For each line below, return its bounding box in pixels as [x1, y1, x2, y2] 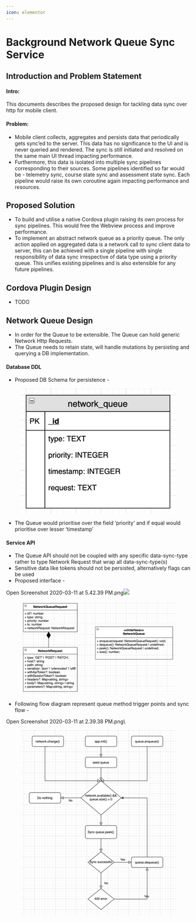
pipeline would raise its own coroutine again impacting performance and [14, 177, 189, 184]
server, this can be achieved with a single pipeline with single [14, 247, 163, 254]
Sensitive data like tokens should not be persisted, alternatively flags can [14, 564, 191, 572]
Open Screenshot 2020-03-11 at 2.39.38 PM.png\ [6, 718, 126, 725]
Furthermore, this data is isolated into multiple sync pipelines [14, 159, 161, 166]
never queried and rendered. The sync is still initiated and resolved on [14, 146, 183, 153]
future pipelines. [14, 266, 54, 273]
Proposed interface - [14, 577, 66, 584]
